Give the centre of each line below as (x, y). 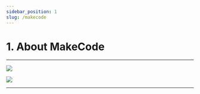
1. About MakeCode (56, 47)
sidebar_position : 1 (32, 12)
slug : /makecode (26, 17)
